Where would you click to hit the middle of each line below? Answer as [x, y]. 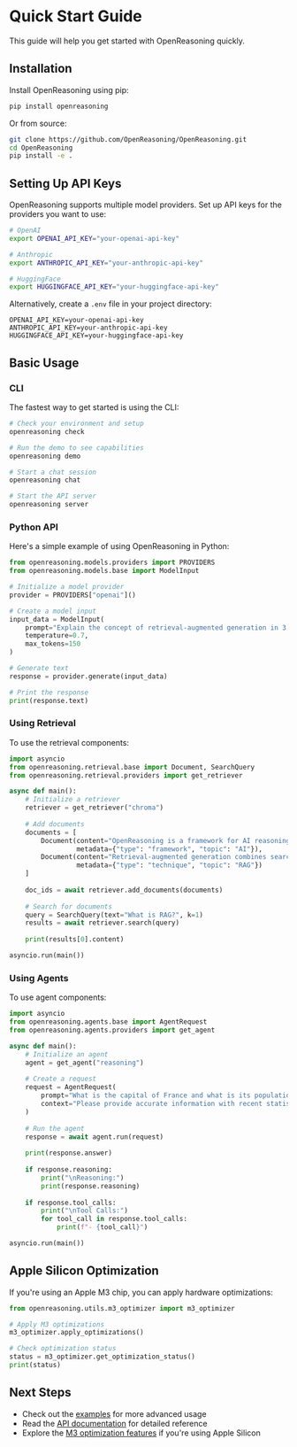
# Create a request [61, 1079]
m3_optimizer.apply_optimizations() [76, 1333]
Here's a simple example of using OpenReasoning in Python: [119, 546]
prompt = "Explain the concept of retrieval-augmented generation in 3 [156, 627]
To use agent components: [58, 997]
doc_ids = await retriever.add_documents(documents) [124, 890]
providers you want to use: [58, 214]
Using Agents [39, 978]
